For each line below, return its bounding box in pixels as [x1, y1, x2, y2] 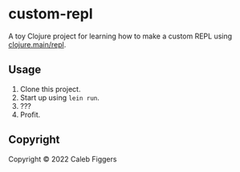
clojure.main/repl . [8, 39, 67, 49]
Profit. [19, 110, 41, 119]
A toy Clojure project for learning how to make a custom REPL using [8, 31, 233, 41]
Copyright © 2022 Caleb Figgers [8, 154, 117, 164]
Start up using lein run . [19, 93, 100, 102]
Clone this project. [19, 84, 81, 94]
